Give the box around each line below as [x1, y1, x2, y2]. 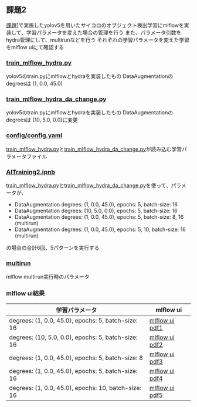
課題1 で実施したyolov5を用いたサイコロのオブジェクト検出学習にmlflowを [6, 22, 185, 29]
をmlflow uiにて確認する [6, 43, 64, 50]
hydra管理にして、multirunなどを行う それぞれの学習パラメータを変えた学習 [6, 36, 189, 43]
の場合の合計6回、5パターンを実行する [6, 245, 100, 251]
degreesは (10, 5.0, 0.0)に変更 [6, 116, 78, 124]
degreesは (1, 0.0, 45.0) [6, 80, 63, 87]
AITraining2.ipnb [6, 168, 56, 176]
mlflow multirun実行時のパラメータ [6, 273, 90, 280]
